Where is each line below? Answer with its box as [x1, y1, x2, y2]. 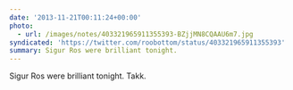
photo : [9, 21, 34, 30]
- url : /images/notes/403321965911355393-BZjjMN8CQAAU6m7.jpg [17, 29, 254, 38]
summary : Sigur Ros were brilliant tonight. [9, 46, 178, 55]
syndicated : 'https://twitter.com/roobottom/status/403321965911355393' [9, 37, 286, 47]
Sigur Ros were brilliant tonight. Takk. [9, 70, 146, 81]
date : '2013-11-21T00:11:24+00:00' [9, 12, 142, 22]
